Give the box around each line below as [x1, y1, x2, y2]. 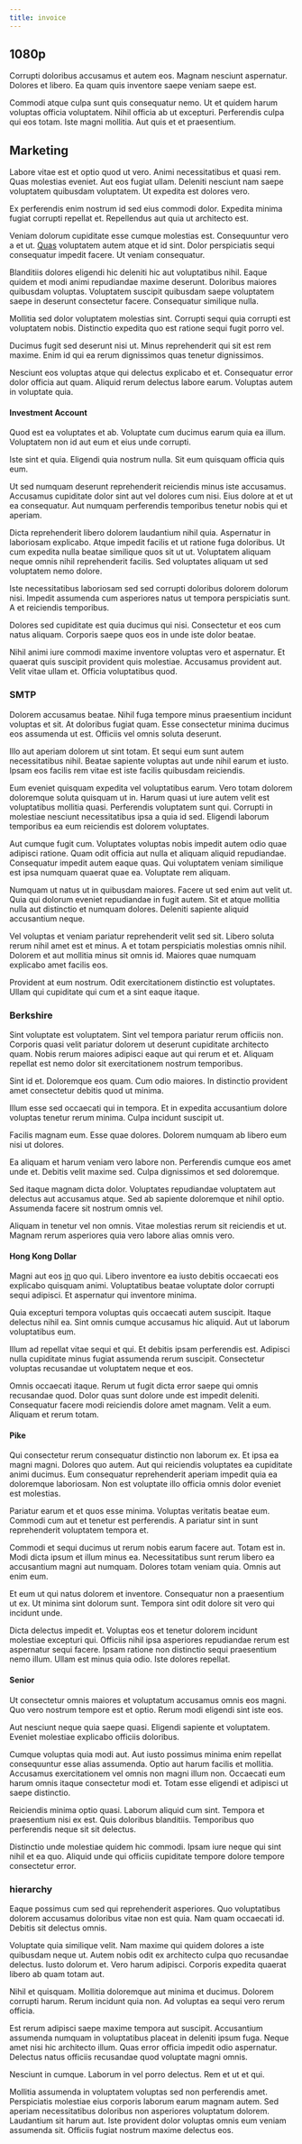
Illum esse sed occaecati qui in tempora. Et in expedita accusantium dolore [9, 1103, 288, 1113]
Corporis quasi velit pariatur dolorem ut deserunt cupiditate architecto [9, 1039, 269, 1050]
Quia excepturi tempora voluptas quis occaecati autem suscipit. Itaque [9, 1307, 272, 1318]
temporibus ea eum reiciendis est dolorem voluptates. [9, 820, 210, 831]
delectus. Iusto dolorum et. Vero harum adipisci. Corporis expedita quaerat [9, 1958, 287, 1970]
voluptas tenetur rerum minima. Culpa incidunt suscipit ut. [9, 1113, 224, 1123]
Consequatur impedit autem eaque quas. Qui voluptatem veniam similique [9, 857, 284, 868]
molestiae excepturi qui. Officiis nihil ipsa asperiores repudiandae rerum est [9, 1635, 290, 1645]
